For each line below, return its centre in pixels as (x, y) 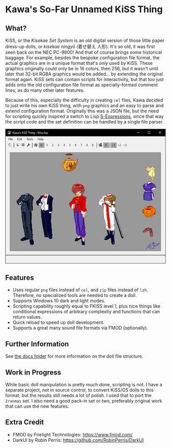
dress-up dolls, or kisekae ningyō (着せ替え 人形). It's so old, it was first (80, 46)
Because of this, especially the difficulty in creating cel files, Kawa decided (84, 100)
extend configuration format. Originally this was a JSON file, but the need (82, 111)
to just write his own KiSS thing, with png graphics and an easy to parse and (84, 105)
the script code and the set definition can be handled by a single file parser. (84, 122)
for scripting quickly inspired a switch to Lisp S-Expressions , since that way (84, 116)
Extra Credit (25, 422)
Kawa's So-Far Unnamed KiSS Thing (84, 9)
